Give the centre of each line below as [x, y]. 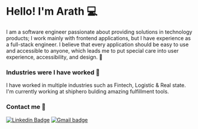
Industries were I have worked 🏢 [53, 72]
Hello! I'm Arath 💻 [52, 12]
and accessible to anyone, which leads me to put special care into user [92, 50]
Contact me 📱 [26, 107]
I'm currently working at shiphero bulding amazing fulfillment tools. [88, 92]
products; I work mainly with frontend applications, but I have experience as [98, 38]
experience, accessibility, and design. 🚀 [54, 57]
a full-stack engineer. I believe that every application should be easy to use [98, 44]
